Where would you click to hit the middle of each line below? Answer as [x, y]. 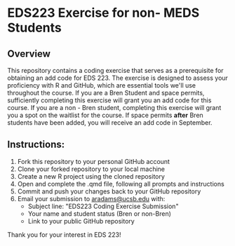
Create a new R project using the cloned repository [91, 176]
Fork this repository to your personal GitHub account [94, 161]
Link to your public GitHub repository [81, 221]
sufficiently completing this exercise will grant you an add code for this [109, 100]
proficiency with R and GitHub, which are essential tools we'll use [102, 85]
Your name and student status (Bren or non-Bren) [100, 213]
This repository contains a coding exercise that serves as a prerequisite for [115, 70]
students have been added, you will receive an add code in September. [110, 123]
